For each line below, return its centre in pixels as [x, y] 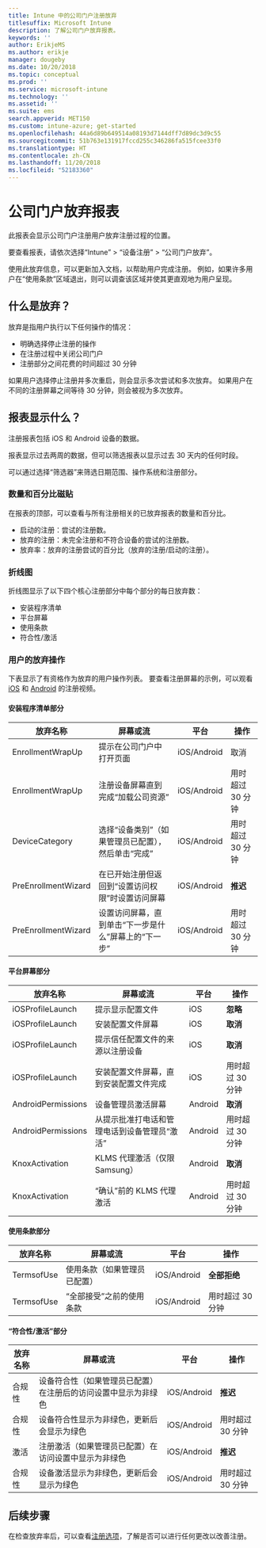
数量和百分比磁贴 [41, 494]
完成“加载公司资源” [134, 797]
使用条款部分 [29, 1231]
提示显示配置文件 [127, 1009]
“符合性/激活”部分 [38, 1331]
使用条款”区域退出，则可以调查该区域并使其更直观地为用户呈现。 [131, 279]
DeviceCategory [42, 841]
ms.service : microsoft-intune [58, 89]
